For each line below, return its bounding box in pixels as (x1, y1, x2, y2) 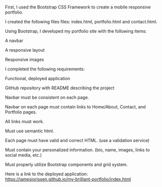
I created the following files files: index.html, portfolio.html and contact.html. (5, 19, 158, 24)
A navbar (5, 38, 23, 43)
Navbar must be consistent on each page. (5, 95, 89, 100)
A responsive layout (5, 47, 45, 53)
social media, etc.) (5, 152, 42, 158)
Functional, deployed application (5, 76, 71, 81)
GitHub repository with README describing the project (5, 85, 115, 91)
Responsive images (5, 57, 44, 62)
